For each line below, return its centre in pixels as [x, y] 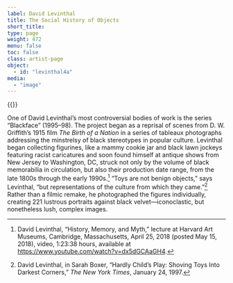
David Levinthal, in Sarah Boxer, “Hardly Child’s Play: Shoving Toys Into [119, 264]
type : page [23, 33]
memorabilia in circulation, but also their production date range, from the [111, 170]
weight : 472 [24, 40]
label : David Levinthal [42, 14]
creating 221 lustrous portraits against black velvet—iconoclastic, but [106, 202]
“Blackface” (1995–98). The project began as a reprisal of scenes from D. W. [116, 125]
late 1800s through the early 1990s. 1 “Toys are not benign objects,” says [110, 178]
